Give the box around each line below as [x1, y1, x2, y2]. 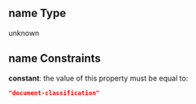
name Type [8, 6, 67, 20]
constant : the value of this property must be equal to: [8, 73, 189, 83]
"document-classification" [8, 89, 100, 97]
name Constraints [8, 52, 102, 66]
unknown [8, 28, 40, 37]
